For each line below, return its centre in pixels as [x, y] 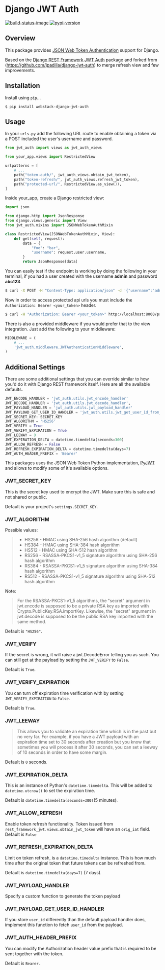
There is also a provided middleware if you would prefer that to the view [78, 324]
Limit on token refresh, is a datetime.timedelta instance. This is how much [81, 858]
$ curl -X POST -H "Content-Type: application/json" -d [63, 291]
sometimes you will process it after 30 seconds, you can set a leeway [87, 747]
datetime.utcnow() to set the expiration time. [50, 791]
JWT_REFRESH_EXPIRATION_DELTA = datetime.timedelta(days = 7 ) [68, 449]
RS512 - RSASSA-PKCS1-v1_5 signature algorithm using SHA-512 [90, 576]
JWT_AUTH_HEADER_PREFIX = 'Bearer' [41, 453]
